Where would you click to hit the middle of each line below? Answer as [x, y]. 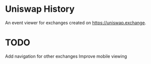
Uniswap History [40, 9]
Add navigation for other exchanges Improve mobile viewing [66, 56]
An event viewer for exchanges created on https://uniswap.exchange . [76, 23]
